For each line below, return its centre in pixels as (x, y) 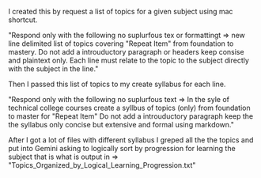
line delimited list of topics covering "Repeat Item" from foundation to (121, 44)
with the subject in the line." (53, 69)
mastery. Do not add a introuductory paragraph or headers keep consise (126, 52)
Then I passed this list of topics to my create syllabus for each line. (117, 84)
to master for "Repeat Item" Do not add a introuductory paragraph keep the (131, 116)
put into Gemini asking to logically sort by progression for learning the (122, 148)
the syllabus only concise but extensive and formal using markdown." (121, 125)
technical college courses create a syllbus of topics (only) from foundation (129, 108)
